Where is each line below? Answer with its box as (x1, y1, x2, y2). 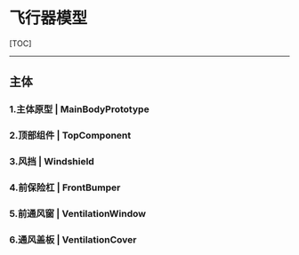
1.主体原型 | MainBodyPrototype (9, 103, 149, 116)
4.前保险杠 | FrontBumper (9, 181, 121, 194)
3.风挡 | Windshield (9, 155, 95, 168)
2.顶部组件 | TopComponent (9, 130, 132, 142)
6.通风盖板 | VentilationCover (9, 233, 137, 245)
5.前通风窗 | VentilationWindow (9, 207, 147, 219)
